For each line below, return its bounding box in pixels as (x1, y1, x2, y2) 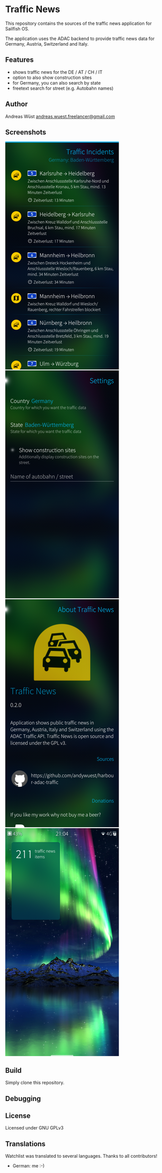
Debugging (5, 1094, 41, 1103)
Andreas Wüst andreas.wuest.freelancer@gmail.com (5, 113, 115, 120)
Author (5, 100, 28, 108)
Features (5, 56, 34, 64)
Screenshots (5, 128, 46, 136)
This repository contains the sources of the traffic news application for (5, 20, 152, 26)
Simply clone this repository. (5, 1080, 65, 1086)
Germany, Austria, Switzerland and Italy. (5, 41, 89, 47)
